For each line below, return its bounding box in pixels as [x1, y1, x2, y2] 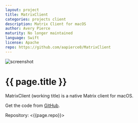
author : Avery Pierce [5, 26, 51, 31]
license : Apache [5, 40, 39, 45]
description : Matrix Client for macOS [5, 21, 86, 27]
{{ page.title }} [5, 76, 67, 87]
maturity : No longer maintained [5, 31, 73, 36]
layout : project [5, 7, 39, 13]
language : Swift [5, 36, 39, 41]
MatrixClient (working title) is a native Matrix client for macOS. [5, 92, 134, 98]
